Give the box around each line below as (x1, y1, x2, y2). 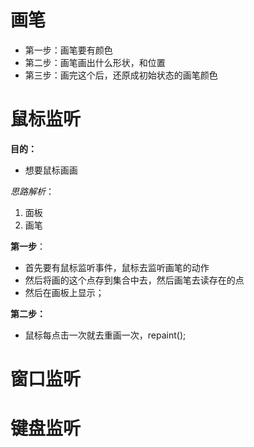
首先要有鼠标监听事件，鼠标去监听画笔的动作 (24, 261, 210, 273)
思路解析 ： (10, 185, 55, 197)
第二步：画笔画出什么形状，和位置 (24, 56, 166, 68)
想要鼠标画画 (24, 164, 78, 176)
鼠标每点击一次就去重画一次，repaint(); (24, 329, 187, 341)
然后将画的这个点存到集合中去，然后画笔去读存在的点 (24, 274, 245, 286)
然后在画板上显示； (24, 286, 105, 298)
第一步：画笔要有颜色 (24, 44, 113, 56)
